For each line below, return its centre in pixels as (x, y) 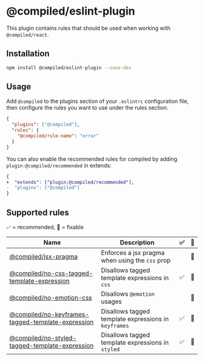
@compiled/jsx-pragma (43, 257)
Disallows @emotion (128, 294)
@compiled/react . (28, 34)
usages (111, 301)
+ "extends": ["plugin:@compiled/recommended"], (70, 182)
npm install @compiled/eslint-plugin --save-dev (69, 68)
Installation (28, 54)
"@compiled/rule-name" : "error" (58, 136)
